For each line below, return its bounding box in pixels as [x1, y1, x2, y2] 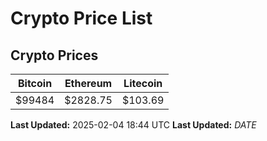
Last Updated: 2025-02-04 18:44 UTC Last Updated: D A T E [10, 119, 257, 131]
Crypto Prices [10, 47, 99, 64]
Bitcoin [17, 77, 53, 90]
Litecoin [123, 77, 163, 90]
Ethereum [64, 77, 113, 90]
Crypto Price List [10, 7, 153, 30]
